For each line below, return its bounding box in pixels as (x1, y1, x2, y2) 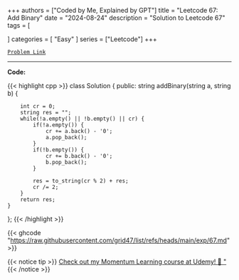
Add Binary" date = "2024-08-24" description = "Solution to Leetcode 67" (7, 14, 225, 22)
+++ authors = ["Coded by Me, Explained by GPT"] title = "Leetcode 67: (7, 6, 218, 14)
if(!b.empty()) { (33, 146, 84, 154)
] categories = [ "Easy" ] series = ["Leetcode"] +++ (7, 35, 158, 43)
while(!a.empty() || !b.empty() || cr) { (20, 115, 144, 122)
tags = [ (7, 21, 31, 29)
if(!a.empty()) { (33, 122, 84, 129)
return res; (20, 196, 55, 203)
